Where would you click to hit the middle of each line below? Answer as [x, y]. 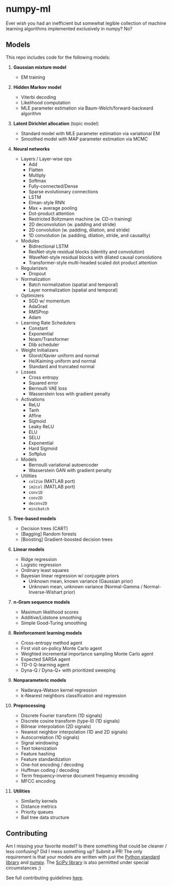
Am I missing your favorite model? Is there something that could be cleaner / [86, 846]
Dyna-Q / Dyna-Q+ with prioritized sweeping [68, 670]
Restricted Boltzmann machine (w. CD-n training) [80, 219]
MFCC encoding [38, 781]
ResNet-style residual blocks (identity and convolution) [87, 251]
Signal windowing [39, 743]
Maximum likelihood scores [50, 612]
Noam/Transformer [49, 339]
